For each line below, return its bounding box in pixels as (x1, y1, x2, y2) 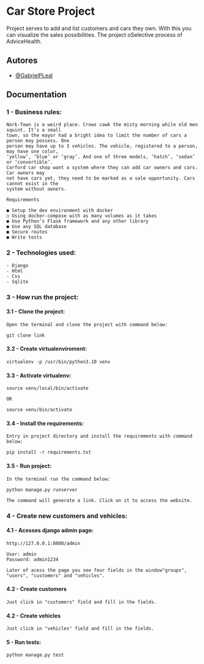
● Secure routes (6, 229, 48, 235)
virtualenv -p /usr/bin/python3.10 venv (6, 359, 111, 365)
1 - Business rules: (6, 108, 62, 116)
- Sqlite (6, 278, 29, 284)
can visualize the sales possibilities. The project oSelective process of (6, 31, 183, 38)
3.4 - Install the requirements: (6, 419, 84, 427)
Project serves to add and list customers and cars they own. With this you (6, 25, 192, 32)
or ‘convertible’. (6, 159, 53, 166)
